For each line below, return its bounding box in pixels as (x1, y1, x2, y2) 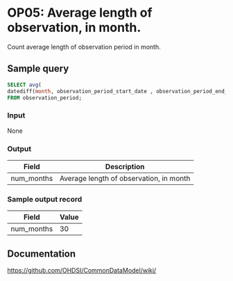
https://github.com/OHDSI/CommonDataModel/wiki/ (7, 266, 157, 275)
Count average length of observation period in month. (7, 42, 161, 51)
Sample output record (7, 194, 83, 204)
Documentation (7, 248, 76, 259)
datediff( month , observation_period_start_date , (7, 88, 154, 95)
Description (105, 161, 145, 171)
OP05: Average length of (7, 5, 153, 21)
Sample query (7, 63, 69, 74)
